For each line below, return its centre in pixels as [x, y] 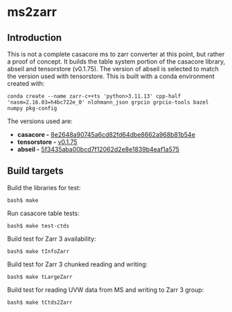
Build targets [35, 171]
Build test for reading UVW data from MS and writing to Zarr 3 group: [106, 290]
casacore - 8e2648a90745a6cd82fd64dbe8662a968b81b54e [106, 135]
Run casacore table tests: [43, 213]
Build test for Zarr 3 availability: [52, 239]
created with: [26, 83]
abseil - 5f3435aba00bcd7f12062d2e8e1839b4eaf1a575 [98, 149]
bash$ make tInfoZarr [38, 251]
